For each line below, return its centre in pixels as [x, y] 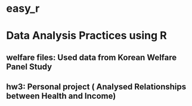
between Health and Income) [61, 96]
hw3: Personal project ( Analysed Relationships [96, 87]
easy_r [23, 9]
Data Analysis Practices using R [86, 36]
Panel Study [29, 67]
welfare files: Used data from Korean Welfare [92, 57]
